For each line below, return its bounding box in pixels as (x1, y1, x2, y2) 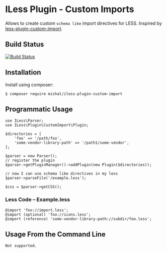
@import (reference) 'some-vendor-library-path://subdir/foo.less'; (5, 216, 152, 221)
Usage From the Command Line (5, 230, 106, 239)
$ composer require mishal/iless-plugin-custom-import (5, 91, 123, 96)
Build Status (5, 40, 44, 49)
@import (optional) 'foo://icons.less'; (5, 212, 92, 217)
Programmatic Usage (5, 105, 73, 113)
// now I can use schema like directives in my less (5, 171, 118, 176)
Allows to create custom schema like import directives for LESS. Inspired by (5, 20, 162, 26)
